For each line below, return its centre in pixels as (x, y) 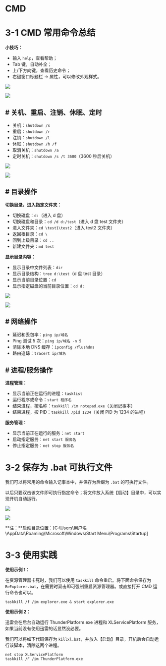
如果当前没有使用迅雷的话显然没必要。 (44, 629)
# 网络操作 (21, 322)
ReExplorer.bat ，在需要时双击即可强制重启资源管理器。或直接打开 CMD (79, 586)
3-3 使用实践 (31, 555)
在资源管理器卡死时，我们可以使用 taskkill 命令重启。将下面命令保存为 (78, 580)
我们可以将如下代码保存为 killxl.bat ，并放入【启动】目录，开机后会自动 (80, 639)
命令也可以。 (22, 593)
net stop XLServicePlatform (34, 655)
